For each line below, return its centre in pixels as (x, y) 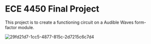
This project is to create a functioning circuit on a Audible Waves (69, 22)
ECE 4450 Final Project (52, 9)
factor (11, 27)
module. (26, 27)
